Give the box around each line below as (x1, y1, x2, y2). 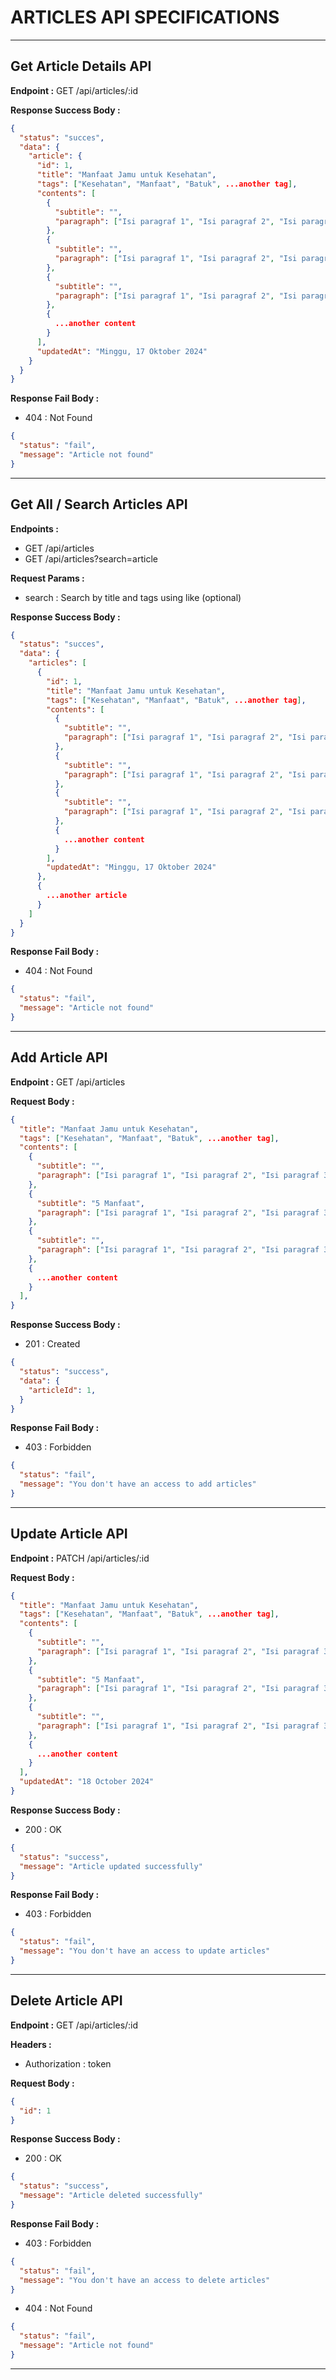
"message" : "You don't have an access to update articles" (19, 1946, 271, 1956)
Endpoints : (10, 522, 59, 535)
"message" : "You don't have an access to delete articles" (19, 2275, 271, 2285)
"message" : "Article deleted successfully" (19, 2191, 203, 2201)
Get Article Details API (10, 58, 152, 75)
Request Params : (10, 572, 85, 584)
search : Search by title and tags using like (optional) (24, 591, 242, 603)
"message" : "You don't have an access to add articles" (19, 1479, 257, 1490)
